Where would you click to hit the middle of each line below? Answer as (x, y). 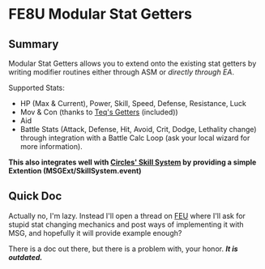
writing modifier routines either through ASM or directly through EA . (122, 72)
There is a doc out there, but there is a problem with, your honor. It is (123, 249)
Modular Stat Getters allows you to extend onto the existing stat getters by (132, 63)
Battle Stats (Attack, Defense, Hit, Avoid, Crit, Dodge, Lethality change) (138, 129)
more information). (51, 146)
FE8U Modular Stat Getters (100, 14)
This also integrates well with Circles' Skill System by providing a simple (132, 162)
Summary (34, 44)
